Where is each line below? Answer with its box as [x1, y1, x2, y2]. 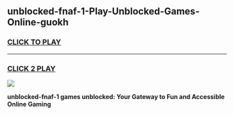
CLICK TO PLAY [7, 38, 61, 47]
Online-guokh [7, 17, 69, 29]
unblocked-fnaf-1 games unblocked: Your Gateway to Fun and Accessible [7, 92, 225, 100]
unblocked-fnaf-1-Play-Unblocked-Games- [7, 6, 200, 17]
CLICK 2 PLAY [7, 63, 56, 73]
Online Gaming [7, 100, 52, 108]
